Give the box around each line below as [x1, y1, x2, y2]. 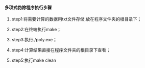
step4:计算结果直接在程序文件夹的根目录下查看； [11, 47, 111, 53]
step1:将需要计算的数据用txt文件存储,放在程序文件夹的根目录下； [11, 16, 142, 22]
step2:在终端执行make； [11, 27, 62, 33]
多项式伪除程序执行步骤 [4, 4, 52, 10]
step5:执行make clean [11, 57, 57, 63]
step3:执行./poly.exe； [11, 37, 57, 43]
